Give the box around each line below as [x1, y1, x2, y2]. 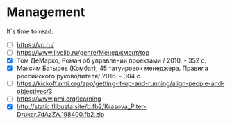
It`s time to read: [6, 27, 53, 35]
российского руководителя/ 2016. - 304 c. [16, 72, 142, 81]
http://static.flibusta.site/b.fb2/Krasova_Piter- [16, 102, 147, 111]
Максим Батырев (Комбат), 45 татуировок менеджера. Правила [16, 64, 209, 73]
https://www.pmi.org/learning [16, 94, 101, 103]
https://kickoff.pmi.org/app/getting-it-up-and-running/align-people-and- [16, 79, 225, 87]
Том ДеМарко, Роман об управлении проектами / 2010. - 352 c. [16, 56, 207, 65]
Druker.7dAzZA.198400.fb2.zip [16, 110, 105, 119]
